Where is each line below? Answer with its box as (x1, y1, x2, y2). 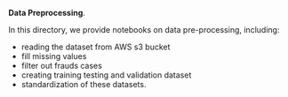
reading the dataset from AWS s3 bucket (20, 41, 171, 52)
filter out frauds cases (20, 61, 103, 71)
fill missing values (20, 51, 87, 61)
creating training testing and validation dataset (20, 70, 192, 80)
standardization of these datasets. (20, 79, 147, 89)
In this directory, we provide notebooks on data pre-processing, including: (8, 25, 280, 34)
